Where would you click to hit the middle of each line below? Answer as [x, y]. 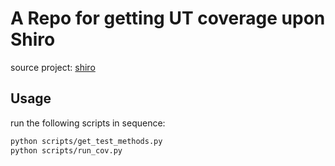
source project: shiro [53, 67]
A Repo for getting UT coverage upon [168, 18]
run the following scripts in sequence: [88, 123]
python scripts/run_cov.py [66, 150]
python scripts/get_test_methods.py [86, 141]
